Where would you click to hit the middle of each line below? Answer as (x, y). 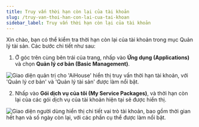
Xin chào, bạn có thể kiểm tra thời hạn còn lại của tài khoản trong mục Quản (99, 40)
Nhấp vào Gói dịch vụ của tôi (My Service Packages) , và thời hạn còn (101, 94)
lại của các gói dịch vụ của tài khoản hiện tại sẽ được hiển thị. (91, 100)
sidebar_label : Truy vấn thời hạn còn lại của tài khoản (79, 23)
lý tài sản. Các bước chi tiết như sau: (51, 46)
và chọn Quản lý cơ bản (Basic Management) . (72, 64)
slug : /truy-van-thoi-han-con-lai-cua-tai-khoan (68, 17)
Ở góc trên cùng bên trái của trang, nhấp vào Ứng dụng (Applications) (102, 58)
